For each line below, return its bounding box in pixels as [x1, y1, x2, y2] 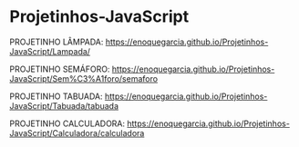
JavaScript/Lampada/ [9, 45, 91, 56]
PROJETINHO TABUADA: [9, 91, 103, 102]
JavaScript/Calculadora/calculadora [9, 127, 145, 138]
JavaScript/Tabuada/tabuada [9, 100, 119, 111]
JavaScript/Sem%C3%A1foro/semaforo [9, 73, 158, 83]
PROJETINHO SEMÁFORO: [9, 64, 110, 74]
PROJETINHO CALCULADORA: [9, 118, 126, 129]
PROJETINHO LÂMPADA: [9, 36, 104, 47]
